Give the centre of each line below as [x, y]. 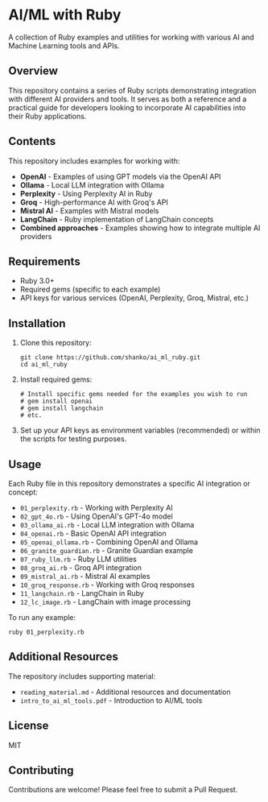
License [29, 726]
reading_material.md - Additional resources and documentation [125, 692]
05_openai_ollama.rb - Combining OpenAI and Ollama [109, 542]
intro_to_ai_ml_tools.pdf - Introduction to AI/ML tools [111, 700]
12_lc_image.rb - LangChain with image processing [105, 602]
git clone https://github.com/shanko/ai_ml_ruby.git [110, 358]
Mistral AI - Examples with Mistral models [89, 210]
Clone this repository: [56, 343]
